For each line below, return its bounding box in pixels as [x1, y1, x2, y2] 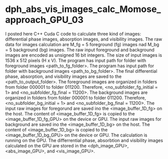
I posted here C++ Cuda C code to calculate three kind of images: [5, 31, 141, 37]
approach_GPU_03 [5, 14, 84, 26]
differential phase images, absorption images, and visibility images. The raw [5, 36, 162, 42]
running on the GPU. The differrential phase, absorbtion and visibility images [5, 137, 163, 143]
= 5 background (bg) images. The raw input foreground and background [5, 47, 154, 53]
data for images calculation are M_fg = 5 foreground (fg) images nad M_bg [5, 41, 159, 47]
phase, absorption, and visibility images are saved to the [5, 73, 122, 79]
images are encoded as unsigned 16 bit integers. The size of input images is [5, 52, 162, 58]
